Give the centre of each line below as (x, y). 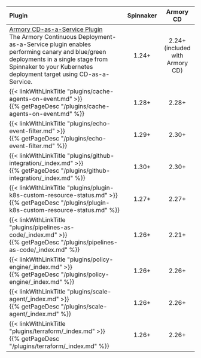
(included (177, 48)
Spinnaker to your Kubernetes (51, 67)
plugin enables (71, 44)
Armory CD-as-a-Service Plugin (56, 29)
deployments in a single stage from (59, 59)
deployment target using (44, 74)
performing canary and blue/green (58, 52)
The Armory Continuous (43, 37)
